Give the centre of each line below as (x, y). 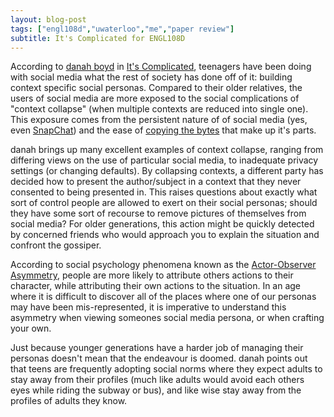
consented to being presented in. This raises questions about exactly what (164, 192)
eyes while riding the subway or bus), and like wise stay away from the (156, 390)
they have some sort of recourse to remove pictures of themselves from (158, 213)
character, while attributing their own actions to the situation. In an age (156, 286)
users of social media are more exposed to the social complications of (155, 98)
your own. (31, 328)
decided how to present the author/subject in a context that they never (156, 182)
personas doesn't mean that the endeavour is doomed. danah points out (159, 358)
